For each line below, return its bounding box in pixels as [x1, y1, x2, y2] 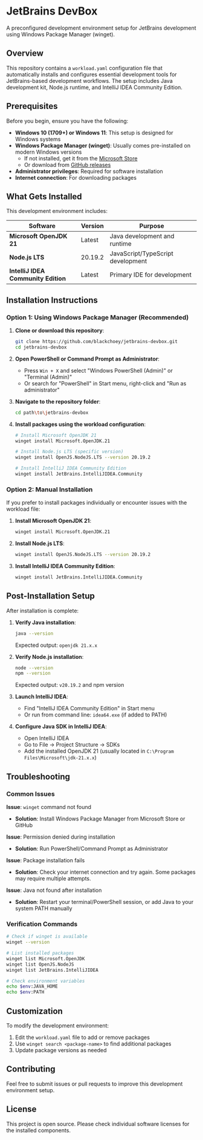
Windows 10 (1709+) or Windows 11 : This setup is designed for [14, 129, 173, 136]
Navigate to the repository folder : [14, 398, 101, 405]
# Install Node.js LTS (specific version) [14, 449, 124, 455]
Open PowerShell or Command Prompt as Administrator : [14, 355, 160, 362]
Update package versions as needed [14, 1046, 107, 1053]
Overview [6, 48, 44, 59]
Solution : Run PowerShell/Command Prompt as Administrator [14, 845, 169, 852]
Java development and [109, 232, 175, 240]
